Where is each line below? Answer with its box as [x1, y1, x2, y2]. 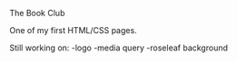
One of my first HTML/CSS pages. [9, 25, 138, 35]
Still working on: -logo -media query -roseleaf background [9, 42, 229, 53]
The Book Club [9, 8, 65, 18]
